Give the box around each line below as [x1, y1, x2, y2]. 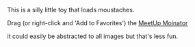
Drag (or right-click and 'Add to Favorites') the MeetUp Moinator [7, 19, 188, 27]
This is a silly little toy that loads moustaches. [7, 6, 135, 14]
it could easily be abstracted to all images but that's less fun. [7, 32, 179, 40]
